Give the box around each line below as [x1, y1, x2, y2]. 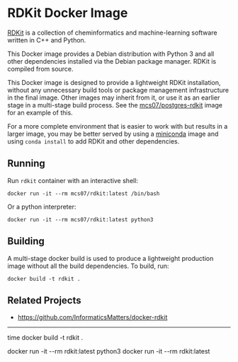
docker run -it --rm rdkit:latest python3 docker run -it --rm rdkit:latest [7, 347, 210, 356]
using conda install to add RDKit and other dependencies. [7, 136, 180, 146]
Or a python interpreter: [7, 202, 76, 211]
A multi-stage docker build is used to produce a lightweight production [7, 254, 214, 262]
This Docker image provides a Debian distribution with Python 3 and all [7, 49, 215, 58]
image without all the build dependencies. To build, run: [7, 262, 169, 270]
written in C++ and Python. [7, 35, 86, 44]
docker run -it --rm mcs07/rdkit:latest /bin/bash [7, 189, 160, 197]
